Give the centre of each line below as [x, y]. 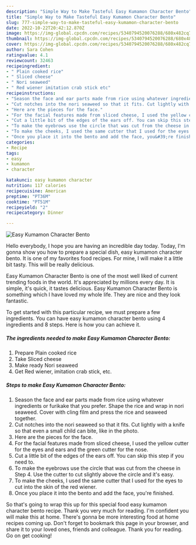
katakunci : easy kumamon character [49, 180]
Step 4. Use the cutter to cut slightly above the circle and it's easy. [94, 475]
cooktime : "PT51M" [28, 202]
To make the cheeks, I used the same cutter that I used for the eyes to [98, 481]
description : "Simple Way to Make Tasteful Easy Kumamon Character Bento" [99, 11]
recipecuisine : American [36, 191]
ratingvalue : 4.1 [27, 55]
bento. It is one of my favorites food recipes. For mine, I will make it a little [94, 258]
